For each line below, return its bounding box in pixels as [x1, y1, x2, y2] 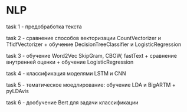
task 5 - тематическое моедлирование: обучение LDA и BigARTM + [6, 81, 176, 88]
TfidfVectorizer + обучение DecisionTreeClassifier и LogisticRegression [6, 41, 182, 48]
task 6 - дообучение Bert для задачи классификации [6, 98, 139, 106]
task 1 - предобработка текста [6, 23, 83, 30]
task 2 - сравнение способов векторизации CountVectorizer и [6, 34, 161, 41]
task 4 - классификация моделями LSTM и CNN [6, 70, 126, 77]
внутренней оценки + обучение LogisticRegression [6, 58, 134, 65]
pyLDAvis [6, 87, 29, 94]
